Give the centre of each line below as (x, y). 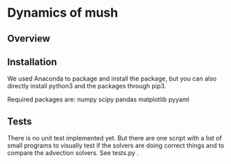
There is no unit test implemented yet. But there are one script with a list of (114, 138)
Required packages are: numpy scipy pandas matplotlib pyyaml (98, 99)
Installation (32, 61)
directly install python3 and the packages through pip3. (87, 86)
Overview (29, 39)
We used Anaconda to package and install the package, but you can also (112, 79)
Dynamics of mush (63, 13)
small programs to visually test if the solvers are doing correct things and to (116, 146)
